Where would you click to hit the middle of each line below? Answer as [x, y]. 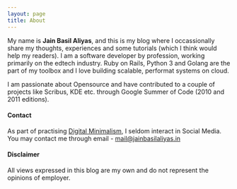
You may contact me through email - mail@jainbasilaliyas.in [94, 138]
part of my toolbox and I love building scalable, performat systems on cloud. [118, 71]
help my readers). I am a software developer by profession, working [106, 55]
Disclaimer [24, 154]
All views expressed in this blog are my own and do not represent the [108, 170]
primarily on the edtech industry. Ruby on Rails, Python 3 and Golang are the [119, 63]
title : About [27, 20]
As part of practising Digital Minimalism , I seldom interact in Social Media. [114, 130]
